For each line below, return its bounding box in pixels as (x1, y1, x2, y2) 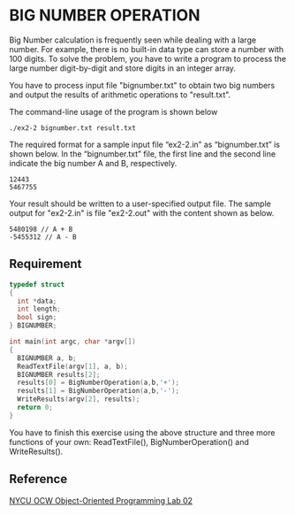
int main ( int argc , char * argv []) (9, 337, 137, 346)
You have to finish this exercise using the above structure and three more (9, 427, 276, 438)
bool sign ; (17, 313, 57, 322)
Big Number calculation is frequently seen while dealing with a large (9, 35, 257, 45)
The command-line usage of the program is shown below (9, 106, 218, 117)
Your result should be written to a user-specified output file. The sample (9, 198, 271, 209)
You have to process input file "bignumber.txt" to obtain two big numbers (9, 80, 276, 90)
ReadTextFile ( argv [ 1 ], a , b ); (17, 362, 128, 371)
